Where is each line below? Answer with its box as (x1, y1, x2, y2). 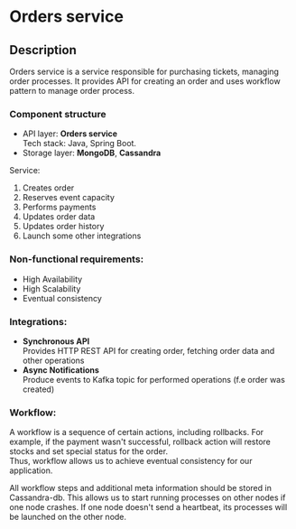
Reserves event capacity (22, 192, 115, 203)
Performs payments (22, 201, 97, 213)
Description (9, 42, 77, 58)
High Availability (22, 274, 83, 284)
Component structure (9, 107, 106, 120)
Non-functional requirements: (9, 253, 144, 265)
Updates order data (22, 211, 96, 222)
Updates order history (22, 221, 105, 232)
